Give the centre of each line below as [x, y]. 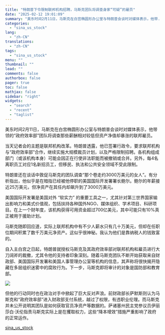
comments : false [22, 74]
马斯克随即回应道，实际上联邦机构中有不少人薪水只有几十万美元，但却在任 [80, 226]
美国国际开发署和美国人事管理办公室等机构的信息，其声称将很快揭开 [87, 261]
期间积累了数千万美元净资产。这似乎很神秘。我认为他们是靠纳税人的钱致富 [84, 232]
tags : [11, 51]
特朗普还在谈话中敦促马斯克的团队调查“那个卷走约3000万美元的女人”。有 [79, 174]
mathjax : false [21, 92]
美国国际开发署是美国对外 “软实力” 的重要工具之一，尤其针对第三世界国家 [79, 197]
